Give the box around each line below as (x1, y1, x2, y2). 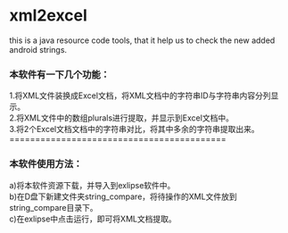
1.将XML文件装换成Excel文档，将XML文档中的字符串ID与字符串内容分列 (9, 90, 272, 101)
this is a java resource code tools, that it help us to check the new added (9, 35, 276, 46)
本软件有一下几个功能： (9, 68, 110, 80)
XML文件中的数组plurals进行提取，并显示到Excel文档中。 (23, 112, 235, 123)
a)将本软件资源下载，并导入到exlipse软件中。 (9, 179, 176, 190)
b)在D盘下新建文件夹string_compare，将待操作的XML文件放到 (9, 191, 238, 202)
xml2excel (9, 5, 87, 26)
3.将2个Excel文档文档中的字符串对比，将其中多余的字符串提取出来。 (9, 124, 260, 135)
